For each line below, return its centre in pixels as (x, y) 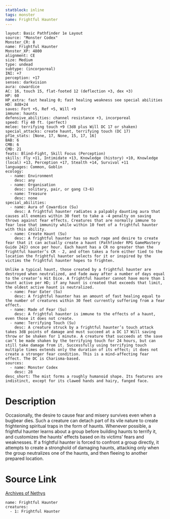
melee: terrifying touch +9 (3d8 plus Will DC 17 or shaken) (72, 127)
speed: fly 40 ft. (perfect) (36, 123)
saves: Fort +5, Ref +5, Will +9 (41, 109)
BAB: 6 (12, 141)
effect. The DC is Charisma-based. (43, 359)
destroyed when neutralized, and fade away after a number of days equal (85, 274)
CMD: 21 (13, 149)
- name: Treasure (28, 194)
